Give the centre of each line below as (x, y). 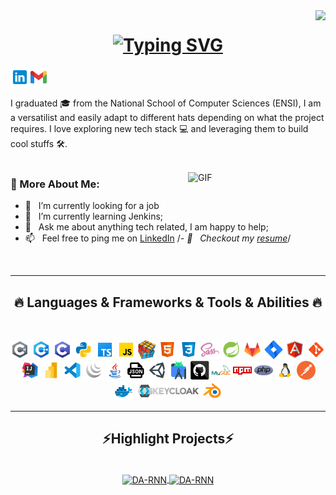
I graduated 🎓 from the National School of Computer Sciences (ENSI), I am (166, 103)
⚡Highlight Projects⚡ (168, 439)
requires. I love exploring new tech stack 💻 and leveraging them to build (159, 128)
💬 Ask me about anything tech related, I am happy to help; (146, 227)
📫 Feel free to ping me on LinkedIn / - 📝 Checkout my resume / (158, 238)
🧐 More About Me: (55, 184)
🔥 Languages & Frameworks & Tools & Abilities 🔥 (168, 302)
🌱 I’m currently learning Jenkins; (94, 216)
